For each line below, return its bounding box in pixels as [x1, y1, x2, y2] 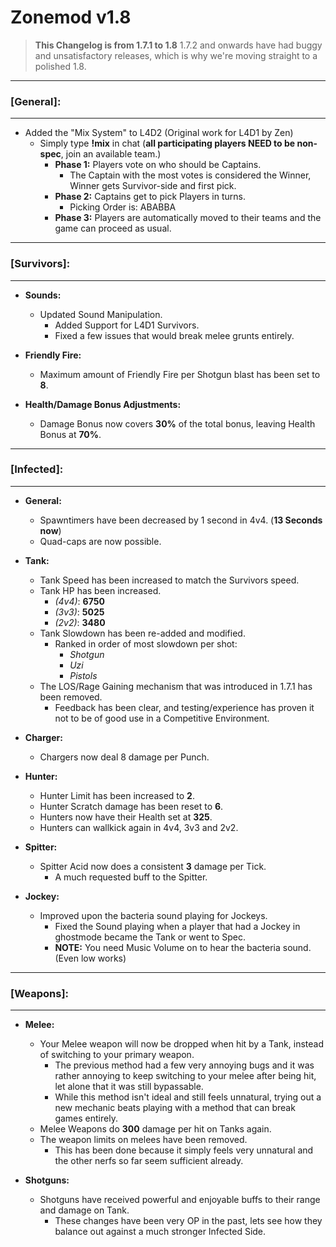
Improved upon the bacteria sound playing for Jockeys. [39, 909, 268, 921]
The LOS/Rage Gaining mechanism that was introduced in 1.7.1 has [39, 680, 313, 692]
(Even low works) [54, 952, 127, 964]
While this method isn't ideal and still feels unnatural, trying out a [54, 1091, 322, 1103]
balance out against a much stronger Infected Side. [54, 1226, 267, 1238]
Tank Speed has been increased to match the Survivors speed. [39, 574, 300, 586]
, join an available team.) [60, 148, 162, 160]
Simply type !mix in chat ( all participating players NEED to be [39, 137, 296, 150]
